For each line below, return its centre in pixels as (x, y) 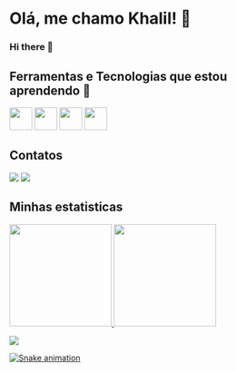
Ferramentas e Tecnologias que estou (118, 76)
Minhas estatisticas (66, 207)
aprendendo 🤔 (50, 90)
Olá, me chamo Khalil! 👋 (100, 19)
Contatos (36, 156)
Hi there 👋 (32, 47)
